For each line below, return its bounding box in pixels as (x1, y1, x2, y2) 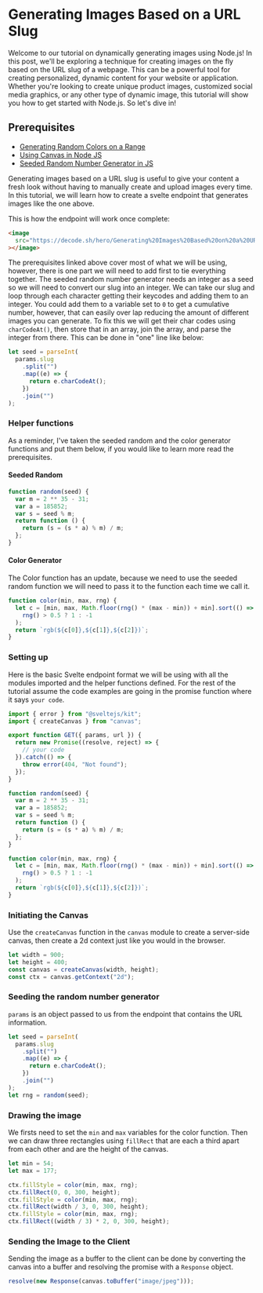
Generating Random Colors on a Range (19, 141, 146, 151)
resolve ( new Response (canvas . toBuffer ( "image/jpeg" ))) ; (8, 1277, 194, 1285)
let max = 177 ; (8, 1167, 58, 1174)
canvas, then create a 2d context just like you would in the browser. (8, 936, 225, 945)
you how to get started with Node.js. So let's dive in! (8, 98, 176, 108)
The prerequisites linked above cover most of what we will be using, (8, 258, 228, 268)
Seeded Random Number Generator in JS (19, 159, 154, 168)
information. (8, 1017, 48, 1027)
